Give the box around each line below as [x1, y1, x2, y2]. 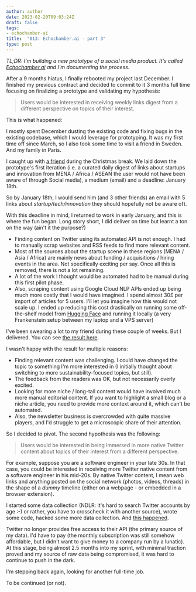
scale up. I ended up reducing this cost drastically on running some [14, 304, 177, 311]
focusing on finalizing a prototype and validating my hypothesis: [6, 87, 161, 94]
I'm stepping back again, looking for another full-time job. [6, 568, 145, 575]
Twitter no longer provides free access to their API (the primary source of [6, 525, 183, 532]
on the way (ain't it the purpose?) [6, 224, 86, 231]
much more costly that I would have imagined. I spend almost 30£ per [14, 291, 183, 298]
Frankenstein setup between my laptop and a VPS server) [14, 316, 154, 323]
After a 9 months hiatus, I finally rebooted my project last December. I [6, 74, 174, 82]
